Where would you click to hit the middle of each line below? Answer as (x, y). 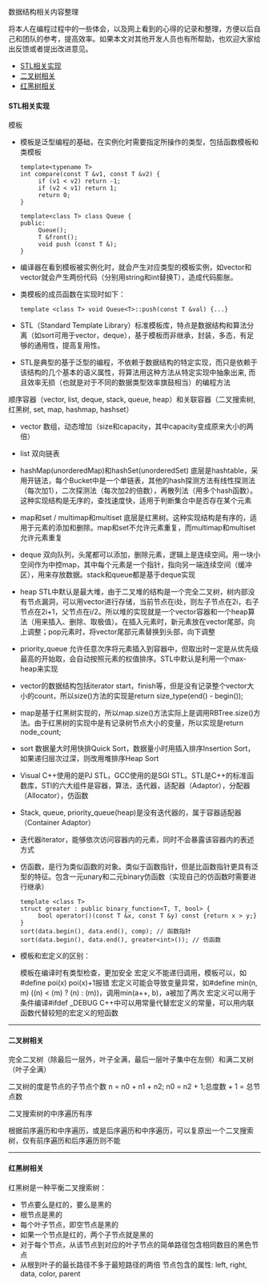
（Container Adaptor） (58, 823)
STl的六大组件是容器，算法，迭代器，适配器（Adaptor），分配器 (146, 786)
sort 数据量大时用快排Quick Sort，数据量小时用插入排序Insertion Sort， (137, 748)
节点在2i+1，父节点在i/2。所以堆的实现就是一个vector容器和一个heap (134, 612)
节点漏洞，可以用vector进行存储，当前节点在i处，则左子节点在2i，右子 (143, 602)
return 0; (54, 196)
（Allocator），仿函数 (54, 796)
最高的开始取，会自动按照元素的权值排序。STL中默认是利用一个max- (133, 659)
